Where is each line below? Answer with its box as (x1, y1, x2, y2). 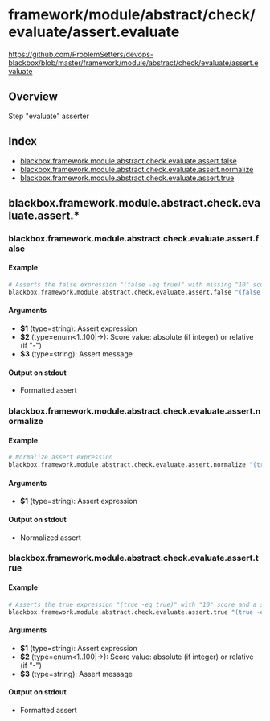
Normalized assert (19, 533, 82, 542)
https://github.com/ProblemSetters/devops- (8, 49, 154, 59)
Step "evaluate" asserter (8, 111, 90, 121)
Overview (8, 90, 59, 104)
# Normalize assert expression (8, 453, 113, 462)
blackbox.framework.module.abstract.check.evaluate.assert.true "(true (8, 608, 253, 616)
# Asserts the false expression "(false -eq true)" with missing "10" (8, 281, 250, 289)
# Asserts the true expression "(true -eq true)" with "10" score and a (8, 600, 257, 608)
